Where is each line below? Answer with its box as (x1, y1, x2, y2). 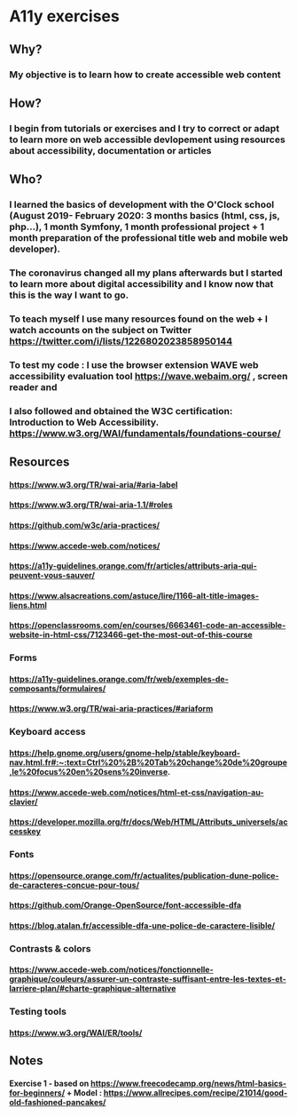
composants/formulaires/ (9, 682, 106, 694)
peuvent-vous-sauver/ (9, 570, 96, 581)
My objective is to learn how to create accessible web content (9, 68, 281, 81)
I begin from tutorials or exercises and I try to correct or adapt (9, 122, 280, 134)
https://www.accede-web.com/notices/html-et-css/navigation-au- (9, 786, 264, 797)
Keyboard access (9, 726, 86, 738)
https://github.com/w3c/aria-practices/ (9, 520, 160, 530)
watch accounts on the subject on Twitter (9, 323, 192, 336)
